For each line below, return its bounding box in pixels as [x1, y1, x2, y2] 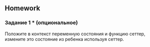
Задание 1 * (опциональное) [5, 19, 78, 26]
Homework [5, 4, 41, 13]
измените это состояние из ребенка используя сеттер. [5, 36, 125, 42]
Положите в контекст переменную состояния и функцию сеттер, [5, 30, 145, 37]
